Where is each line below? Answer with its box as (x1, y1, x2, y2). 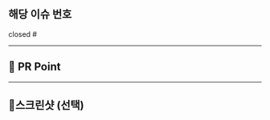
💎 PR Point (8, 60, 61, 74)
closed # (8, 29, 38, 38)
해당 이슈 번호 (8, 7, 72, 22)
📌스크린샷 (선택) (8, 98, 84, 112)
